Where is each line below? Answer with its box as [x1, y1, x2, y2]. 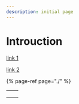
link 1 [6, 54, 19, 62]
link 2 [6, 66, 20, 73]
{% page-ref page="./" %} [6, 77, 71, 84]
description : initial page [6, 8, 74, 15]
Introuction [6, 34, 63, 48]
